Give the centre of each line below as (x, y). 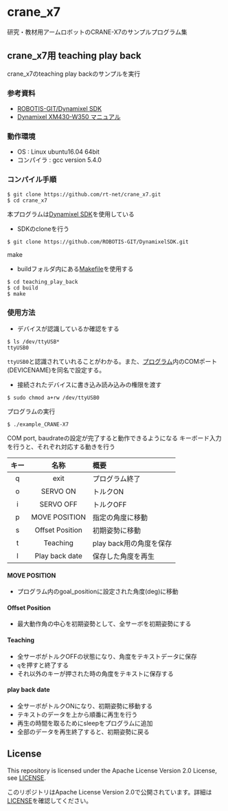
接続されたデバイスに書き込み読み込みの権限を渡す (89, 384)
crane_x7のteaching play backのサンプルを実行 (74, 74)
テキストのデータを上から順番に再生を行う (77, 715)
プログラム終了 (116, 478)
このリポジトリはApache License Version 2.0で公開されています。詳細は (110, 792)
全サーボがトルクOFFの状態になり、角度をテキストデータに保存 (107, 656)
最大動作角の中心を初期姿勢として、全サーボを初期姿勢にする (104, 624)
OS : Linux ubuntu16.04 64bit (58, 152)
